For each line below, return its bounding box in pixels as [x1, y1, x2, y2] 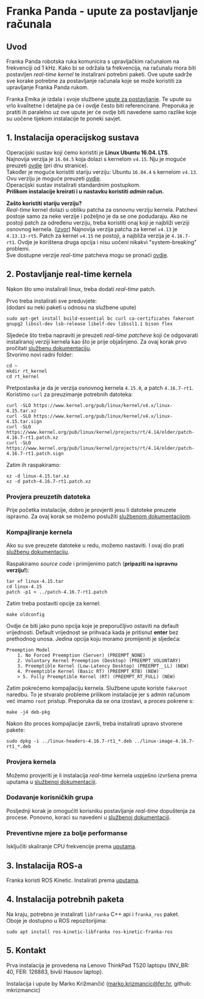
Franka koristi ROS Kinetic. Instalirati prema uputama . [6, 876, 140, 884]
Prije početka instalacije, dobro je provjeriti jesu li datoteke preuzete [6, 506, 177, 513]
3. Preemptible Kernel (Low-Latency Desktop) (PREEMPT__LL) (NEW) [17, 663, 189, 669]
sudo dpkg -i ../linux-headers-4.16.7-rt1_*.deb [6, 738, 132, 745]
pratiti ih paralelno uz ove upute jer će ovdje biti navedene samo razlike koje [6, 109, 197, 115]
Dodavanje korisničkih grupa [6, 793, 93, 802]
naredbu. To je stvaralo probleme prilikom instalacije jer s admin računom [6, 691, 191, 698]
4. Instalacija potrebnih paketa [6, 894, 124, 904]
